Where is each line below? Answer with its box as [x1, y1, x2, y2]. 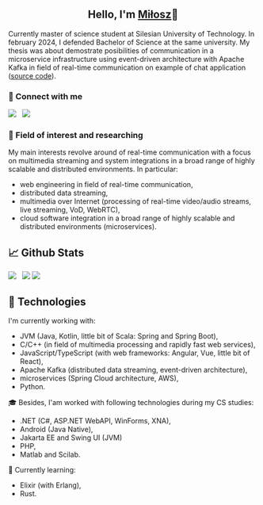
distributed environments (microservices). [19, 222, 157, 231]
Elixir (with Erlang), [19, 480, 82, 490]
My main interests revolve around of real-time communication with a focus [8, 147, 251, 157]
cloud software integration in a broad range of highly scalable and [19, 213, 235, 223]
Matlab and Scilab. [19, 450, 81, 460]
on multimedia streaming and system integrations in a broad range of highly [8, 156, 255, 166]
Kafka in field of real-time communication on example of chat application [8, 63, 246, 72]
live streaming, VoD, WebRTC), [19, 205, 120, 215]
